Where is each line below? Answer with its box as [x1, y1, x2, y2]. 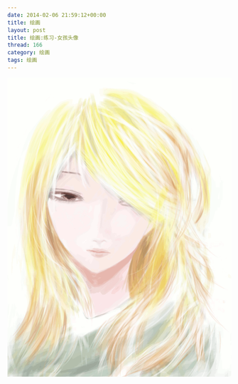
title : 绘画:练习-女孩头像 [7, 34, 79, 41]
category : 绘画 [7, 49, 50, 56]
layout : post [7, 26, 46, 33]
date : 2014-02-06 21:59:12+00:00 [7, 11, 107, 19]
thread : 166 [7, 41, 43, 49]
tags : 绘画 [7, 57, 38, 64]
